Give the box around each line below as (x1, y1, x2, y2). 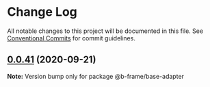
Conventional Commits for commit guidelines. (7, 34, 135, 42)
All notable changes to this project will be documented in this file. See (7, 27, 204, 35)
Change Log (7, 4, 77, 20)
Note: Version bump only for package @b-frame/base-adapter (7, 72, 185, 80)
